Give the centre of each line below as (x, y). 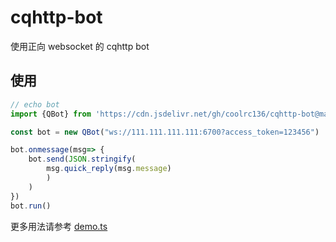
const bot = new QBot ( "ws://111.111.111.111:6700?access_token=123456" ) (165, 132)
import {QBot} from (51, 114)
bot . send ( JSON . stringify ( (82, 159)
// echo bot (35, 104)
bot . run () (31, 206)
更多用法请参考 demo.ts (59, 226)
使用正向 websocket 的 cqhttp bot (80, 46)
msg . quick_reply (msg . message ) (109, 169)
